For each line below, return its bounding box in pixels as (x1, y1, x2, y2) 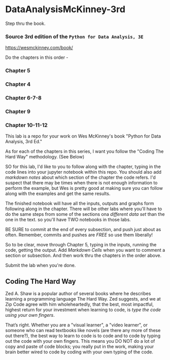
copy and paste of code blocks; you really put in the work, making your (5, 344, 154, 350)
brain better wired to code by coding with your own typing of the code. (5, 349, 154, 355)
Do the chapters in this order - (5, 54, 69, 60)
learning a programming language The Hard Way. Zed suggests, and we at (5, 296, 161, 302)
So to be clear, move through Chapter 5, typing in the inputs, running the (5, 242, 157, 248)
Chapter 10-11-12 (5, 121, 48, 128)
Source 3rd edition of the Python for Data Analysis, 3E (5, 33, 144, 40)
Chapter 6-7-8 (5, 94, 42, 101)
